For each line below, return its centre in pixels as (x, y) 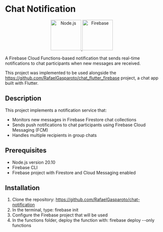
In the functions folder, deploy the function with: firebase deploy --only (83, 220)
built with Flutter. (22, 83)
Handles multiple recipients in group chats (54, 135)
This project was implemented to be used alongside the (61, 73)
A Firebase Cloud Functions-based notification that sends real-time (72, 58)
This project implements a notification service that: (56, 110)
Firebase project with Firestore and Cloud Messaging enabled (74, 173)
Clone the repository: (33, 200)
